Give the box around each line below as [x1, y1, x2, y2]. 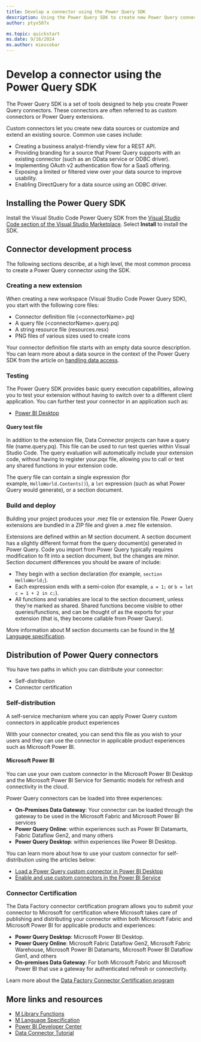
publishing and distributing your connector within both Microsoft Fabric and [6, 915, 193, 923]
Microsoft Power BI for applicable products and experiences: [6, 921, 156, 929]
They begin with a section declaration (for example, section [14, 570, 163, 577]
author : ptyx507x [6, 20, 50, 26]
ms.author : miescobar [6, 42, 60, 48]
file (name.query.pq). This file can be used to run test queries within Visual [6, 443, 190, 450]
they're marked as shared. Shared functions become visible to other [14, 602, 183, 609]
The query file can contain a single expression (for [6, 474, 130, 481]
